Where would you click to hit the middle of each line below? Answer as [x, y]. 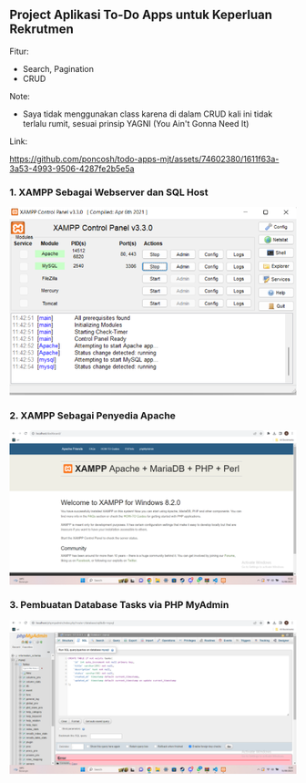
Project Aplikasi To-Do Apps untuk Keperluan [141, 15]
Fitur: [19, 51]
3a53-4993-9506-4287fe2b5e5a [72, 169]
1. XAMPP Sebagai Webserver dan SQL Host [109, 192]
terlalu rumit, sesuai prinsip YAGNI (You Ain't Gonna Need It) [136, 123]
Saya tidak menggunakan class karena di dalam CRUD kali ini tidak [148, 114]
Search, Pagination [58, 68]
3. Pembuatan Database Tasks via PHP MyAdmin [119, 605]
